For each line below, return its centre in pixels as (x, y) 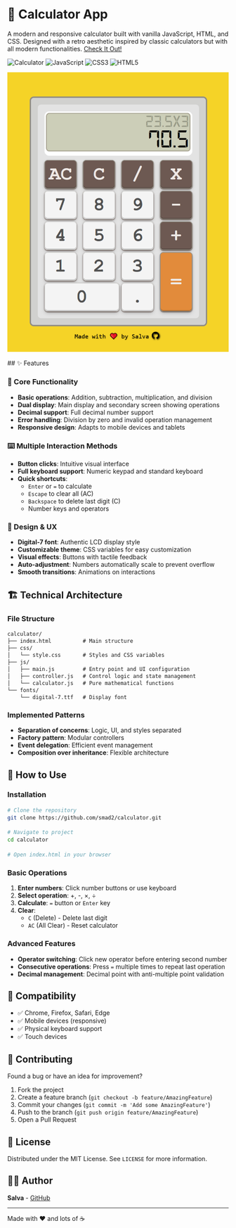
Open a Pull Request (47, 1120)
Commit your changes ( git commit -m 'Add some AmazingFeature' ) (114, 1105)
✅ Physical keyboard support (60, 1029)
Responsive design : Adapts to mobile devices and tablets (101, 427)
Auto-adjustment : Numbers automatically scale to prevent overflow (116, 565)
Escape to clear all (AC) (61, 493)
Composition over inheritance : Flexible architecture (93, 753)
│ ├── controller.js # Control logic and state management (102, 676)
